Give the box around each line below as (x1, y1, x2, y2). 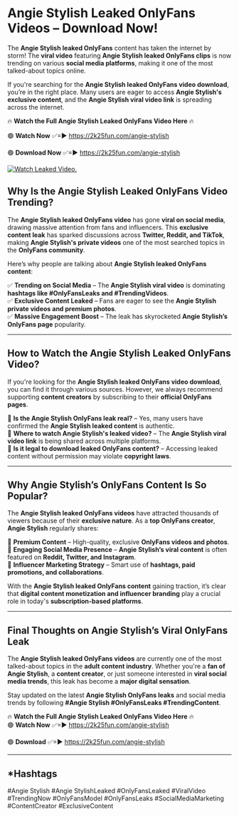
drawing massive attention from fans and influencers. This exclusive (7, 223, 208, 231)
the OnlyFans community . (7, 246, 85, 254)
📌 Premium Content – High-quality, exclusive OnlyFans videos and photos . (7, 538, 230, 546)
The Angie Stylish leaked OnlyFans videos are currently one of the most (7, 654, 222, 663)
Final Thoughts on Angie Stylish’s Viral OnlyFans (7, 624, 228, 637)
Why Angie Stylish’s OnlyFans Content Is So (7, 478, 207, 491)
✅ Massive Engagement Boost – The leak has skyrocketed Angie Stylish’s (7, 312, 228, 320)
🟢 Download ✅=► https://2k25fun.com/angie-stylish (7, 738, 165, 746)
